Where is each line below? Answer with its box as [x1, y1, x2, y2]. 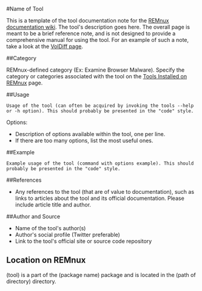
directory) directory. [6, 278, 56, 285]
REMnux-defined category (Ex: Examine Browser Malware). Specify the [6, 66, 185, 74]
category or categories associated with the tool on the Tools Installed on [6, 73, 187, 80]
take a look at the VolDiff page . [6, 43, 84, 50]
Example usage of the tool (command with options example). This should [6, 160, 194, 166]
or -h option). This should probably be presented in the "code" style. [6, 108, 194, 114]
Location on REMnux [6, 255, 86, 265]
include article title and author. [15, 201, 92, 208]
